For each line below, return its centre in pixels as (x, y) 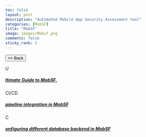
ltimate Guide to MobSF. (31, 80)
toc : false (17, 10)
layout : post (19, 15)
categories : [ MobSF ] (27, 24)
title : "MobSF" (21, 29)
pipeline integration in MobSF (37, 105)
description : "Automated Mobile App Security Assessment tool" (74, 19)
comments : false (22, 39)
